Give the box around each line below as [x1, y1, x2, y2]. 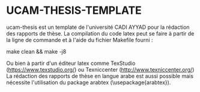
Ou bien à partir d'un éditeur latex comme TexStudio [6, 60, 136, 67]
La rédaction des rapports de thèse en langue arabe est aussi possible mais [6, 72, 194, 79]
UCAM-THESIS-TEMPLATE [6, 4, 142, 17]
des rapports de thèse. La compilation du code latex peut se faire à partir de [6, 29, 195, 37]
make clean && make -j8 [6, 48, 67, 55]
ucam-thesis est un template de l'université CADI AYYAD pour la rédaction [6, 23, 190, 31]
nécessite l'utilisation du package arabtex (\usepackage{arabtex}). [6, 79, 171, 86]
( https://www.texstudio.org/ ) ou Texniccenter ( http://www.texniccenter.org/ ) [6, 66, 195, 73]
